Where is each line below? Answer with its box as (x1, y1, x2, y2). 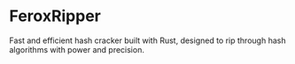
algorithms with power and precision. (9, 44, 144, 54)
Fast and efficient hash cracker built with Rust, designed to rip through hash (9, 35, 286, 46)
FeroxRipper (9, 6, 102, 26)
